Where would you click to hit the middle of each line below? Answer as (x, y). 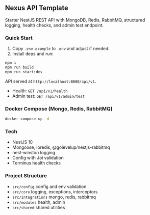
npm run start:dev (24, 72)
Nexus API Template (37, 8)
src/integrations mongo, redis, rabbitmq (54, 197)
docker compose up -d (27, 119)
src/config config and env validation (49, 187)
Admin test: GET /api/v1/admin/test (48, 96)
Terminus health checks (37, 163)
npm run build (20, 67)
